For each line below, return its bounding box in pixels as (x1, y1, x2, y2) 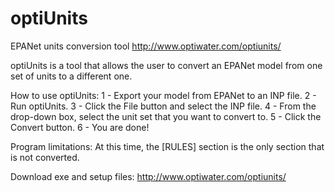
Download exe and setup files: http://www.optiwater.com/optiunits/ (10, 170, 287, 182)
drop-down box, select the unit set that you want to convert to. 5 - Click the (10, 110, 322, 122)
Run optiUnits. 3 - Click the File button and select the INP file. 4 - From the (10, 100, 317, 112)
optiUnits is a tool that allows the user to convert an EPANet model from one (10, 59, 323, 71)
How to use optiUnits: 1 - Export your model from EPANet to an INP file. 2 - (10, 89, 317, 101)
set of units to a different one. (10, 70, 133, 82)
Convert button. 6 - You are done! (10, 121, 150, 133)
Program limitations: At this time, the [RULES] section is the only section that (10, 140, 325, 152)
